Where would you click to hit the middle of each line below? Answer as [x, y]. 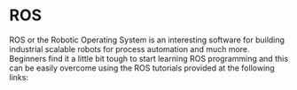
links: [19, 77]
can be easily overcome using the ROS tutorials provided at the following [142, 68]
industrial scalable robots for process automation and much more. [129, 49]
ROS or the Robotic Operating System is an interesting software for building [147, 40]
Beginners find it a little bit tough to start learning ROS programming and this [149, 58]
